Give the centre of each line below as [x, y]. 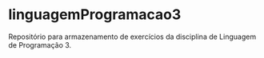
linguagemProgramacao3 [95, 15]
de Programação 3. [40, 44]
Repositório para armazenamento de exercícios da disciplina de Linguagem [132, 37]
